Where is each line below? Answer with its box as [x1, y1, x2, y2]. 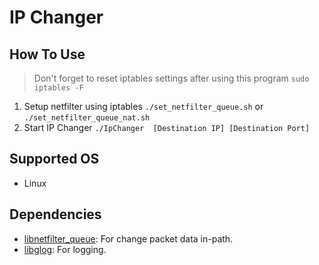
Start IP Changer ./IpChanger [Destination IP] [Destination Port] [23, 122, 311, 133]
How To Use [9, 46, 86, 63]
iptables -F [33, 83, 84, 93]
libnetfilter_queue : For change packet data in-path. [23, 232, 234, 245]
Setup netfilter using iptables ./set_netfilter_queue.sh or [23, 101, 264, 112]
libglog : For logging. [23, 243, 107, 255]
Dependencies [9, 206, 102, 223]
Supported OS [9, 151, 100, 168]
